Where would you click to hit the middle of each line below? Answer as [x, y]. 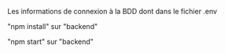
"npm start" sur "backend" [50, 41]
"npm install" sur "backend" [53, 26]
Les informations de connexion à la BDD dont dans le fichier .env [112, 11]
